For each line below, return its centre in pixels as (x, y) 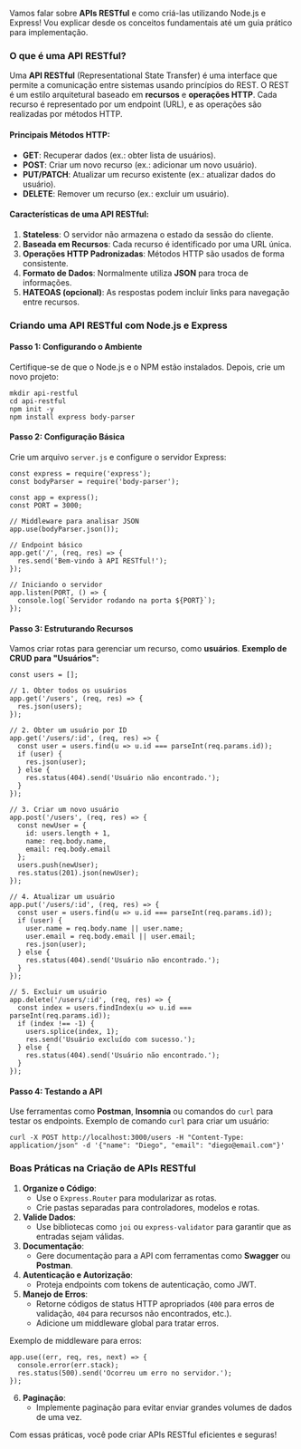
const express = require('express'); (80, 474)
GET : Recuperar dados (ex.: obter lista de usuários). (119, 155)
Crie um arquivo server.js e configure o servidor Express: (118, 458)
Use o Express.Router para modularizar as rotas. (126, 1198)
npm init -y (32, 409)
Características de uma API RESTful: (79, 214)
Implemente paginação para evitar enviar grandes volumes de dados (164, 1407)
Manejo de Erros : (55, 1294)
